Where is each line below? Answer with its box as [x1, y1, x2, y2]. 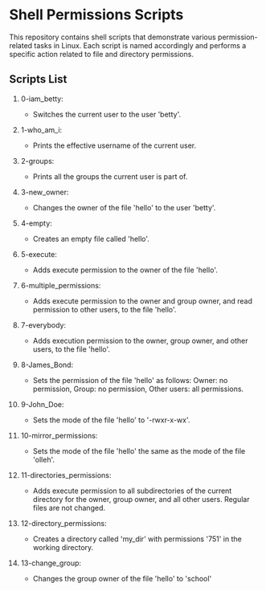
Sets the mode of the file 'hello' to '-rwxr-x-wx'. [32, 415, 190, 425]
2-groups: [20, 156, 55, 165]
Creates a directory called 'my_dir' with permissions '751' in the [32, 534, 242, 544]
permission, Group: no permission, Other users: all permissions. [32, 384, 244, 393]
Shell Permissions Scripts [9, 6, 184, 24]
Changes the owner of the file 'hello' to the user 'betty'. [32, 202, 216, 212]
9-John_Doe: [20, 399, 64, 409]
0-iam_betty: [20, 94, 63, 104]
